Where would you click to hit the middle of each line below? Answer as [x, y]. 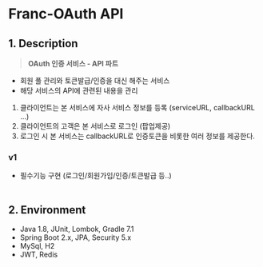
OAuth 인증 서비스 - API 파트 [73, 64]
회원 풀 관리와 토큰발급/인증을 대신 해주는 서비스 [95, 80]
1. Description [43, 44]
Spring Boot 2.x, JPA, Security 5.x [76, 237]
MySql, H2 [37, 246]
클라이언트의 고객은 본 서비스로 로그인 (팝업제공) [95, 126]
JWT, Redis [39, 255]
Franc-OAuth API [66, 14]
